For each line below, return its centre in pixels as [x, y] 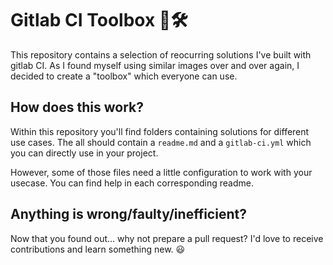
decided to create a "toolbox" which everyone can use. [124, 76]
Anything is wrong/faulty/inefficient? [128, 214]
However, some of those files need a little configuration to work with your [161, 172]
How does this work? [77, 107]
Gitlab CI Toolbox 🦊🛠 [99, 20]
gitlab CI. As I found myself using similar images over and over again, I [155, 65]
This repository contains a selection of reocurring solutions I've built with [161, 54]
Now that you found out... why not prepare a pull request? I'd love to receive [167, 238]
